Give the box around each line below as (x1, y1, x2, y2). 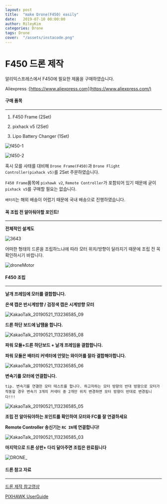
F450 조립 (5, 274, 26, 280)
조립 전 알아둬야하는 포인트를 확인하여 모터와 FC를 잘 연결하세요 (5, 414, 128, 420)
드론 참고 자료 (5, 467, 31, 473)
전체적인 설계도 (5, 226, 35, 232)
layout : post (5, 7, 32, 12)
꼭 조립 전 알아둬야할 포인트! (5, 209, 59, 215)
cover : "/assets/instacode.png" (5, 35, 75, 40)
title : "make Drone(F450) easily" (5, 12, 79, 17)
